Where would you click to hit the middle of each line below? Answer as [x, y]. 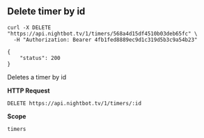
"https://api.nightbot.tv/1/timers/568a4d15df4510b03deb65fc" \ [102, 33]
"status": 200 [40, 58]
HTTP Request [29, 91]
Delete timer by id [46, 11]
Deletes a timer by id [37, 77]
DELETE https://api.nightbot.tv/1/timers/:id [74, 103]
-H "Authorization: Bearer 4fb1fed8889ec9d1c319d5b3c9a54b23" [105, 40]
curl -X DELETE [29, 27]
